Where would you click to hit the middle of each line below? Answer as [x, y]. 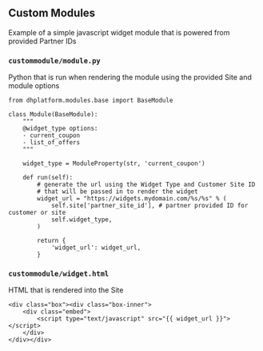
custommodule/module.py [55, 61]
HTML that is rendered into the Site [66, 290]
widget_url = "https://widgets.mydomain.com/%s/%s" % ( [132, 199]
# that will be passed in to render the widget [118, 192]
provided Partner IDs [43, 41]
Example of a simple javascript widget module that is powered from [119, 32]
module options [34, 86]
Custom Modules [52, 13]
